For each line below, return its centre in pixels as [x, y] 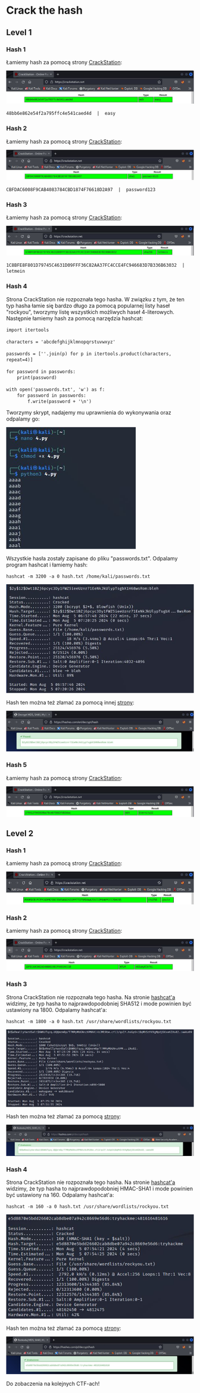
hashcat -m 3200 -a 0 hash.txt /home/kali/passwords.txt [78, 576]
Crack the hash [45, 10]
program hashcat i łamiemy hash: [47, 565]
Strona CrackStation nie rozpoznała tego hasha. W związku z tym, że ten [95, 299]
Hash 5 [17, 765]
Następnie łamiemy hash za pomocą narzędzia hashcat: [75, 318]
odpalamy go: [23, 419]
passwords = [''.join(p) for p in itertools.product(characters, [89, 354]
